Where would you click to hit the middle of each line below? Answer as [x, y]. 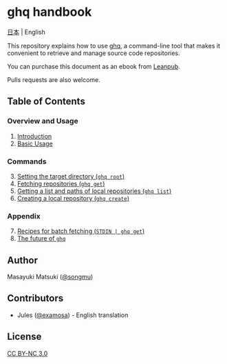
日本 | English [26, 32]
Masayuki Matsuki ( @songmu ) [50, 277]
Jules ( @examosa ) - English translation [73, 315]
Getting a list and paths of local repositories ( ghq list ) [94, 191]
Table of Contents [46, 102]
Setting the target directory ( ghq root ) [71, 176]
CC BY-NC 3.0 [28, 353]
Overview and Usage [43, 121]
